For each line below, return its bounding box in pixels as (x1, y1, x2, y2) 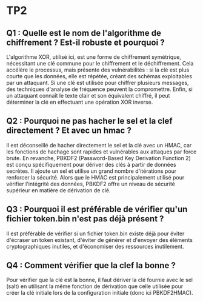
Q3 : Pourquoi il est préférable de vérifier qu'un (6, 204, 188, 215)
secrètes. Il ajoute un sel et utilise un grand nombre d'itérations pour (6, 167, 177, 175)
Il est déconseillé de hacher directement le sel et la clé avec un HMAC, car (6, 141, 192, 149)
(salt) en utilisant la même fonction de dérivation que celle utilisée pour (6, 283, 184, 290)
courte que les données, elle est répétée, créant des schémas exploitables (6, 73, 193, 79)
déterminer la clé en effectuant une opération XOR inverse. (6, 98, 153, 106)
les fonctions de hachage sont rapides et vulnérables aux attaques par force (6, 148, 197, 155)
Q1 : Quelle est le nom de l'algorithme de (6, 28, 162, 38)
